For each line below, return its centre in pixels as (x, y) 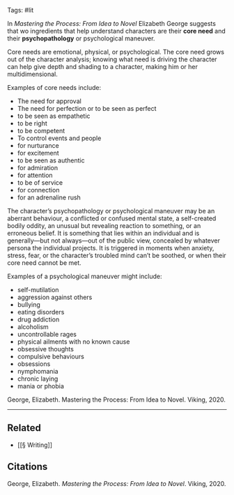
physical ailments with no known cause (73, 342)
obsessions (34, 364)
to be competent (41, 131)
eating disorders (41, 312)
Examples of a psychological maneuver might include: (85, 276)
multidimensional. (32, 74)
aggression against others (55, 297)
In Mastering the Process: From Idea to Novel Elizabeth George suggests (111, 23)
